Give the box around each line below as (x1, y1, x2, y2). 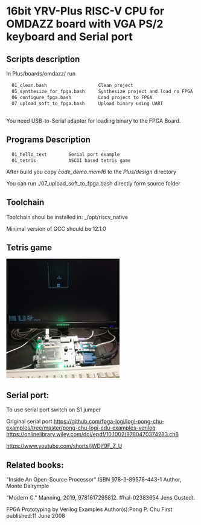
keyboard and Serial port (6, 30, 133, 43)
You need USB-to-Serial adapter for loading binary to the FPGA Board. (6, 117, 181, 124)
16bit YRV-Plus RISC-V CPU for (6, 4, 165, 18)
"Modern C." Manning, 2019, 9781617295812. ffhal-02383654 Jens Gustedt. (6, 494, 196, 501)
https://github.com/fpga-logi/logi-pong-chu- (53, 418, 165, 425)
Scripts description (6, 54, 80, 64)
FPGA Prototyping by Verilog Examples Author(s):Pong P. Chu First (6, 506, 173, 513)
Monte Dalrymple (6, 482, 49, 490)
